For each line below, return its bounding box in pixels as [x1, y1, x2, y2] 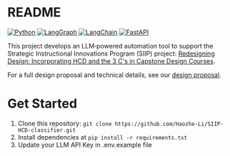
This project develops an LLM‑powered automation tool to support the [7, 41, 214, 50]
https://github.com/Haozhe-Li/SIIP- [114, 120, 224, 128]
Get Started [7, 95, 77, 112]
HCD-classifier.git [17, 126, 76, 134]
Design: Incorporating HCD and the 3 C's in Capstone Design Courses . [7, 56, 216, 65]
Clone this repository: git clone [17, 119, 112, 128]
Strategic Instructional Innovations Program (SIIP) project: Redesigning [7, 49, 216, 58]
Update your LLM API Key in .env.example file [17, 140, 152, 149]
